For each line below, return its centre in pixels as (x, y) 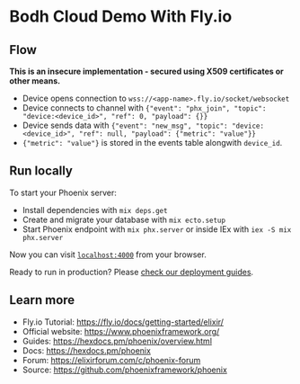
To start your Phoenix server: (63, 192)
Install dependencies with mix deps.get (95, 210)
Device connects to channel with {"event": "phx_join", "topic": (144, 108)
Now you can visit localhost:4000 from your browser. (108, 255)
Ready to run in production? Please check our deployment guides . (132, 272)
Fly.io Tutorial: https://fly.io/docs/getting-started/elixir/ (123, 322)
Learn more (42, 300)
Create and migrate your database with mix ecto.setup (124, 219)
